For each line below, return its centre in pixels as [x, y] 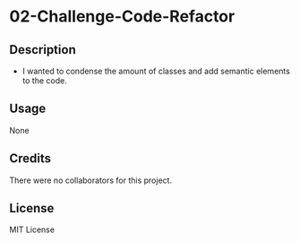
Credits [30, 159]
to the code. [44, 81]
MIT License [32, 229]
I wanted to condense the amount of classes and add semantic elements [156, 71]
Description [43, 50]
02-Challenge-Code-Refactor [122, 17]
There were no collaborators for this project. [91, 180]
